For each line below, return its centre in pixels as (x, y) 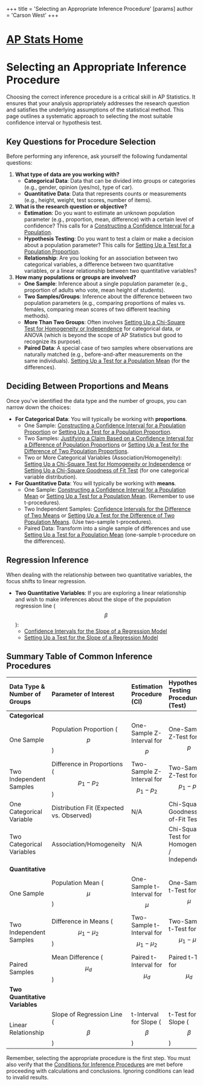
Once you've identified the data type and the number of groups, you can (96, 401)
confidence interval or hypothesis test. (54, 123)
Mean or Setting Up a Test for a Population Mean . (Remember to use (109, 496)
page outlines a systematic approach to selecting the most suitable (90, 116)
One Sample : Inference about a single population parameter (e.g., (106, 283)
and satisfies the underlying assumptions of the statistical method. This (95, 110)
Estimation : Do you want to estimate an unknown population (99, 213)
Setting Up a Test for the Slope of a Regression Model (91, 637)
